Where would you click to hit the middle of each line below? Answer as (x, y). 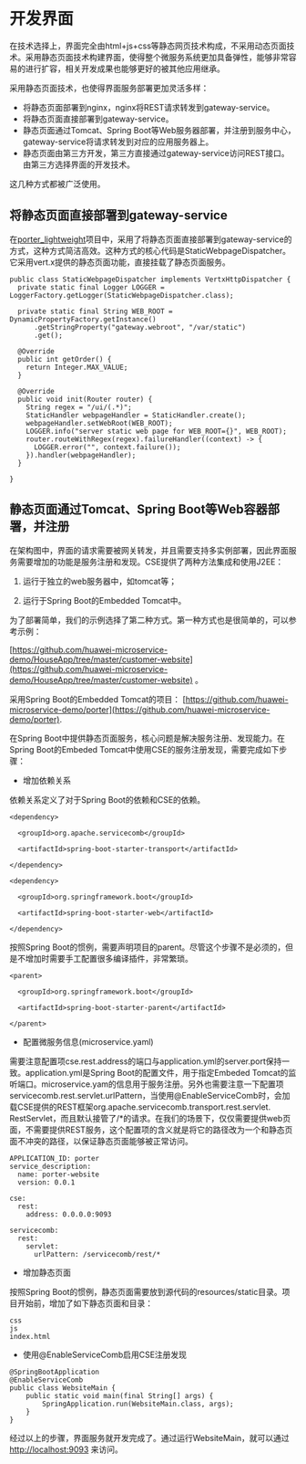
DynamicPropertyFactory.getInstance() (83, 319)
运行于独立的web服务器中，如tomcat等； (100, 581)
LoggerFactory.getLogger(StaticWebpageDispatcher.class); (122, 295)
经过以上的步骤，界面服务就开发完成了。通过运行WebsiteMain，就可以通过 (149, 1438)
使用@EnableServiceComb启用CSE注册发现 (105, 1354)
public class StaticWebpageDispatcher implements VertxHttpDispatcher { (150, 279)
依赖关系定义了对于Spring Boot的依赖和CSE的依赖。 (107, 799)
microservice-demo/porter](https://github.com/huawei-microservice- (140, 710)
